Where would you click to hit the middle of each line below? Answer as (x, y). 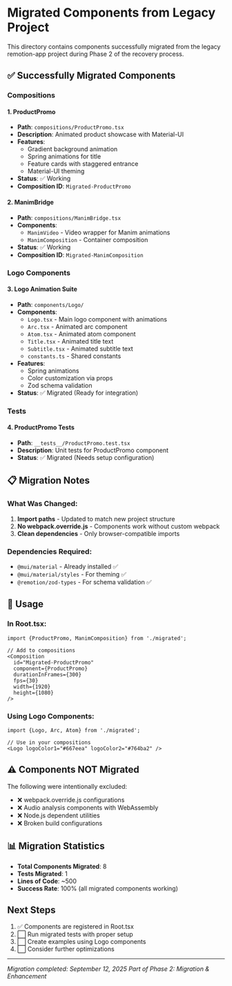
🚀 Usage (25, 604)
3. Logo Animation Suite (42, 289)
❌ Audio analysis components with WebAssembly (88, 808)
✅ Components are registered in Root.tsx (76, 927)
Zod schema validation (60, 385)
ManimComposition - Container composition (88, 239)
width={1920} (32, 687)
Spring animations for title (64, 156)
